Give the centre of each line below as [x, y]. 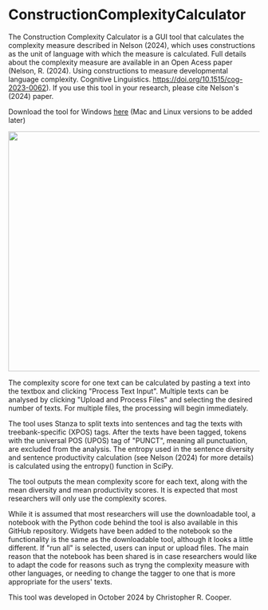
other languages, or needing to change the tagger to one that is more [122, 573]
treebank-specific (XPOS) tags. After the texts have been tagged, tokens [128, 432]
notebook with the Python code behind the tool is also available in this [123, 522]
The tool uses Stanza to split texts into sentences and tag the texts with [126, 423]
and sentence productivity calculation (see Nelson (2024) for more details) [131, 457]
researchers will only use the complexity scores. [88, 498]
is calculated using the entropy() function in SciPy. [91, 465]
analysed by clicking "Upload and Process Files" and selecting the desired [130, 399]
